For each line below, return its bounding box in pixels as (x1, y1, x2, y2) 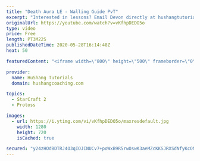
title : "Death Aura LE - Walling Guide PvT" (6, 8, 118, 15)
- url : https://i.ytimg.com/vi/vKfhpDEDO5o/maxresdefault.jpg (11, 118, 169, 124)
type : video (6, 25, 36, 32)
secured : (6, 145, 28, 152)
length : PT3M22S (6, 36, 46, 42)
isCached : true (17, 135, 55, 141)
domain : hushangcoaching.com (11, 80, 84, 86)
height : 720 (17, 129, 46, 135)
